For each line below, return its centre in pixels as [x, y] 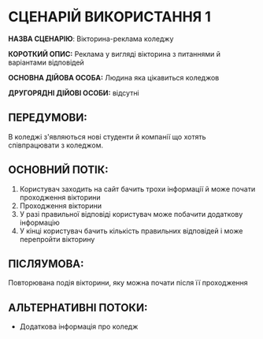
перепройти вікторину [57, 239]
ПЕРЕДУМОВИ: [48, 118]
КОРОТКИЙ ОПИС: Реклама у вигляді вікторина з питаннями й [115, 54]
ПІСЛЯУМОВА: [46, 264]
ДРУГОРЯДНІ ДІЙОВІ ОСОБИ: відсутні [74, 93]
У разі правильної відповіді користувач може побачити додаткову [131, 214]
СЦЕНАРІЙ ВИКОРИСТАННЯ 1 [109, 17]
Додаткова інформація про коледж [79, 326]
